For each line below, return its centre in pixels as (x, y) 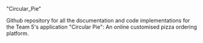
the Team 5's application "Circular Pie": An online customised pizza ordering (102, 27)
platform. (18, 33)
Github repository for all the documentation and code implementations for (98, 20)
